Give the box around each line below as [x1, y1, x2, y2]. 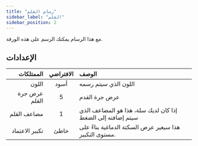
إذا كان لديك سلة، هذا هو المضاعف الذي [79, 106, 178, 114]
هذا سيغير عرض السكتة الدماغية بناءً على [79, 123, 180, 131]
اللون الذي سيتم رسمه [79, 80, 136, 88]
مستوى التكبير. [79, 130, 116, 138]
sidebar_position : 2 [6, 19, 57, 25]
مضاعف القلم [9, 110, 44, 118]
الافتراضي [49, 70, 74, 78]
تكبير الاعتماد [11, 127, 44, 135]
